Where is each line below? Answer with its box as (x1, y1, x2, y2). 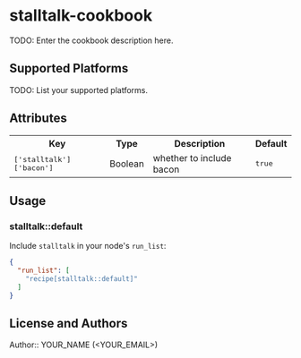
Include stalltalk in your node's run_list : (9, 241, 167, 251)
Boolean (108, 158, 145, 170)
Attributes (9, 111, 67, 126)
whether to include (152, 151, 232, 164)
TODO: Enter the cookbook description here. (9, 35, 174, 46)
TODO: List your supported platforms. (9, 84, 149, 95)
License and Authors (9, 316, 128, 331)
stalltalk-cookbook (9, 5, 153, 26)
